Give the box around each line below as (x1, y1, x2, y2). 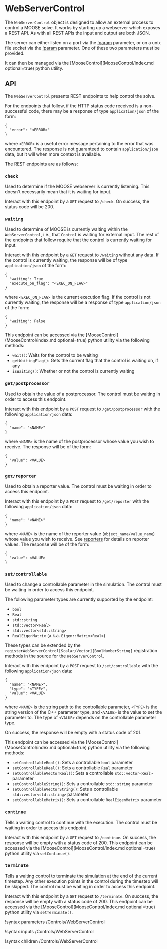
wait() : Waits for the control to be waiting (12, 352, 98, 358)
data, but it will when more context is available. (5, 151, 101, 157)
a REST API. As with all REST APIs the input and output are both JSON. (5, 30, 150, 36)
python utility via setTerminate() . (5, 909, 73, 915)
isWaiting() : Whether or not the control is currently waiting (12, 368, 135, 374)
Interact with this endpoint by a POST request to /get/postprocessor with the (5, 406, 161, 412)
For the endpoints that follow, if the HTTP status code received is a (5, 103, 142, 109)
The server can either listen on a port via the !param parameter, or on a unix (5, 39, 161, 45)
